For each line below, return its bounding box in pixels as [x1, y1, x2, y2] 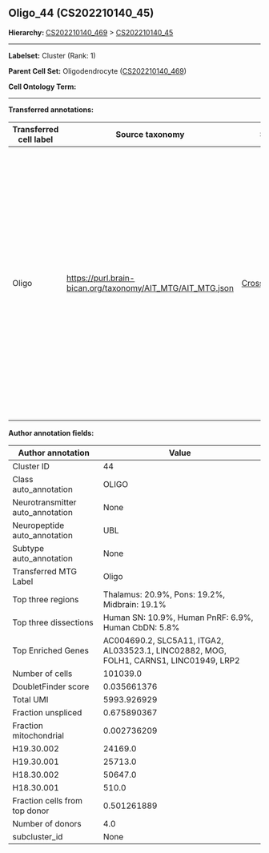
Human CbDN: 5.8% [102, 622, 180, 633]
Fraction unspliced [12, 706, 82, 718]
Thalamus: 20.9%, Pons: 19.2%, [102, 589, 226, 600]
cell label [18, 134, 54, 145]
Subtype [12, 542, 45, 553]
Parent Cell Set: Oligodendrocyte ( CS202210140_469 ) [8, 66, 187, 75]
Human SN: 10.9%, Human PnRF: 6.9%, [102, 612, 254, 623]
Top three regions [12, 593, 79, 605]
